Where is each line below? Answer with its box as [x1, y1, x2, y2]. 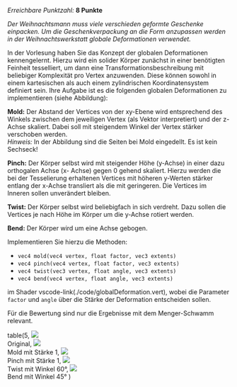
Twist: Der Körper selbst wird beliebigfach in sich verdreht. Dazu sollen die [7, 203, 226, 211]
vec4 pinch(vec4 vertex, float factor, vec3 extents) [17, 260, 180, 267]
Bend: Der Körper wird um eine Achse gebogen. [7, 224, 148, 232]
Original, [7, 340, 33, 348]
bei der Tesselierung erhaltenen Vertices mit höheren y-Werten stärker [7, 174, 214, 182]
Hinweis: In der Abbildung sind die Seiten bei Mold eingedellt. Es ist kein [7, 138, 218, 146]
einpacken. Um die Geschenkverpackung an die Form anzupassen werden [7, 28, 226, 35]
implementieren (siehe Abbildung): [7, 94, 108, 102]
